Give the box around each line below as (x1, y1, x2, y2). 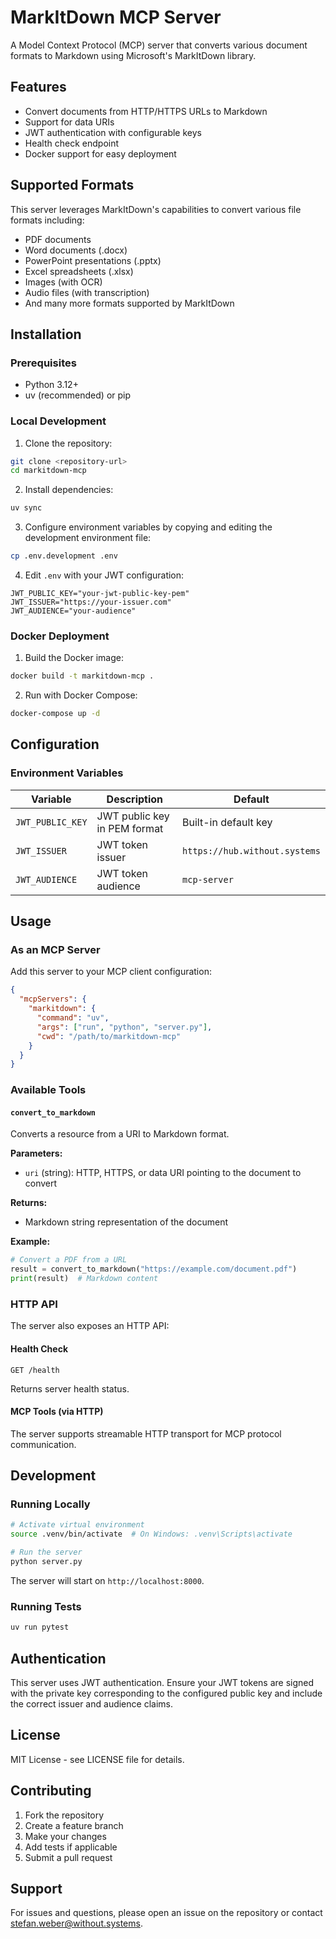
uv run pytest (10, 1622, 70, 1633)
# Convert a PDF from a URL (10, 1255, 128, 1265)
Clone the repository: (24, 437, 113, 449)
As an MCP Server (10, 943, 101, 957)
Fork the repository (24, 1809, 105, 1821)
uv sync (10, 503, 43, 513)
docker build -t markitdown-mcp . (10, 671, 155, 681)
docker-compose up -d (10, 709, 101, 719)
